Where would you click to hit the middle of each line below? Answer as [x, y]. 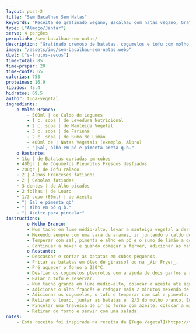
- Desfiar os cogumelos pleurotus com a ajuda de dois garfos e [107, 273]
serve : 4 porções [27, 33]
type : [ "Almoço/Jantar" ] [36, 28]
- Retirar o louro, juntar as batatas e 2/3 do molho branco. [105, 300]
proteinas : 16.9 [26, 83]
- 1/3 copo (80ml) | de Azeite [55, 197]
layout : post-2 [24, 11]
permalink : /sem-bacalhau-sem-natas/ [52, 39]
